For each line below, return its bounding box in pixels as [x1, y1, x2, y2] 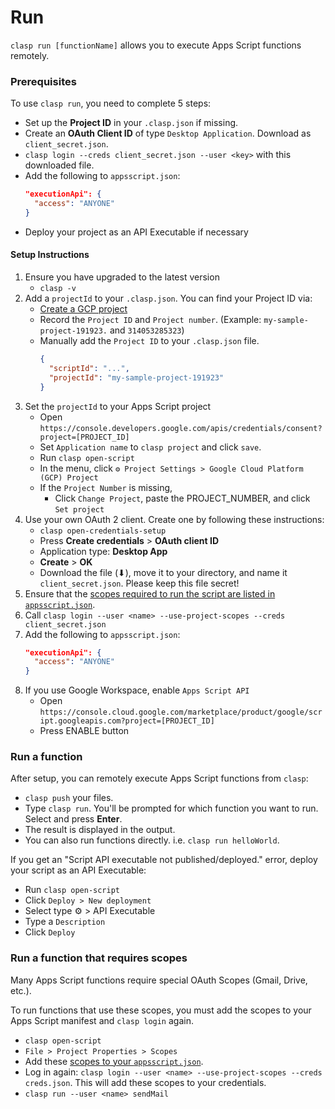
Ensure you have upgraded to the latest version [24, 271, 220, 283]
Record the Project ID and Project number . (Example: [39, 314, 262, 326]
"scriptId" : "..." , [48, 363, 130, 373]
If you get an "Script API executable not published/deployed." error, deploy [10, 854, 318, 866]
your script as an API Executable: [10, 864, 147, 876]
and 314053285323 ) [109, 324, 185, 336]
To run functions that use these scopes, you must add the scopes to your [10, 1004, 312, 1016]
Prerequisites [10, 74, 77, 88]
